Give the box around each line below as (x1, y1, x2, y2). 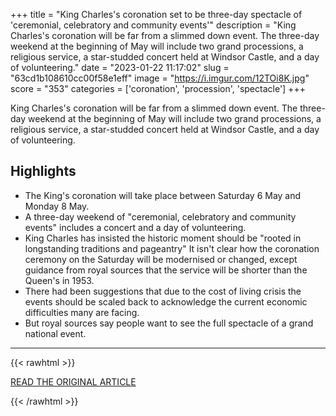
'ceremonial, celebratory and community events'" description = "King (10, 19, 297, 31)
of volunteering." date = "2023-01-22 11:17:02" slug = (10, 62, 230, 73)
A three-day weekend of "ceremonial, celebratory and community (24, 210, 297, 223)
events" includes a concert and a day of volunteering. (24, 221, 247, 233)
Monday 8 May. (24, 200, 90, 212)
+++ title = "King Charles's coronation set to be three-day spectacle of (10, 9, 303, 20)
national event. (24, 327, 87, 339)
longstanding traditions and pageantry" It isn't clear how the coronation (24, 242, 320, 254)
